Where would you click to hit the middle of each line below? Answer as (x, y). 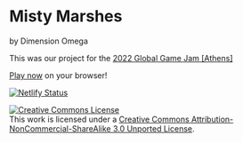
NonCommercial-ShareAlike (60, 128)
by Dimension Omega (49, 41)
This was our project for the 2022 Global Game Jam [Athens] (121, 58)
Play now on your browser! (58, 75)
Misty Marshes (66, 16)
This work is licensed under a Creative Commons (99, 119)
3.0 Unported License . (154, 128)
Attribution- (212, 119)
